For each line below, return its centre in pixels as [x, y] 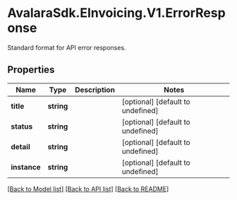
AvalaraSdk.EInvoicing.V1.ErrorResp [116, 13]
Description [95, 90]
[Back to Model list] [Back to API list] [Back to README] [88, 189]
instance [26, 167]
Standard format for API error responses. [67, 47]
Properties [31, 70]
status [22, 127]
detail [20, 146]
